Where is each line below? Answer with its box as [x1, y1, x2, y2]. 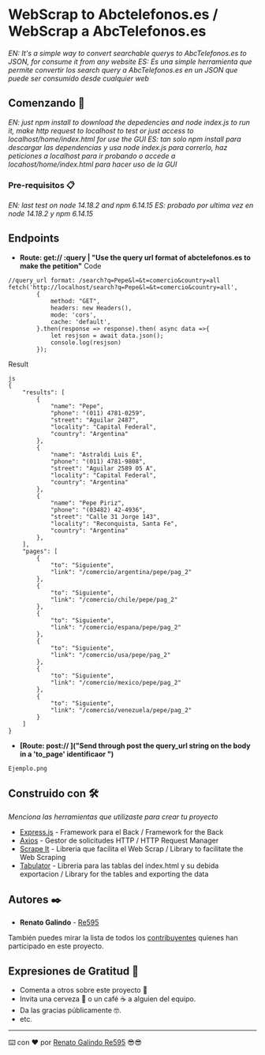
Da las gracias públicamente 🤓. [19, 1005, 122, 1016]
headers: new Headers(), [50, 304, 132, 312]
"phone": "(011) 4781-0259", [50, 409, 147, 417]
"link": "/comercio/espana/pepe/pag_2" [50, 623, 181, 631]
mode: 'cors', [50, 310, 97, 319]
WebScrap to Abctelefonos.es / [8, 6, 218, 24]
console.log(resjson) [50, 338, 122, 347]
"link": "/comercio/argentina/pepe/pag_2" [50, 568, 192, 576]
